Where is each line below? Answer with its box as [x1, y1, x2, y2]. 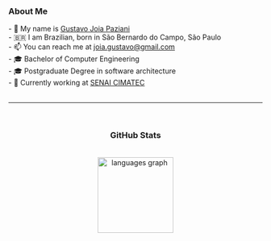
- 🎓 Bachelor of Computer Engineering [8, 54, 140, 64]
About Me [8, 6, 48, 17]
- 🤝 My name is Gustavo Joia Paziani [8, 24, 131, 34]
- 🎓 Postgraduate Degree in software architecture [8, 66, 176, 76]
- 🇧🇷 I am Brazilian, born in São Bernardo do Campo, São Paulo [8, 32, 222, 42]
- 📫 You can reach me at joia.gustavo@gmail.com [8, 42, 176, 52]
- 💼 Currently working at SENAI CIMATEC [8, 78, 145, 88]
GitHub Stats [110, 130, 161, 141]
